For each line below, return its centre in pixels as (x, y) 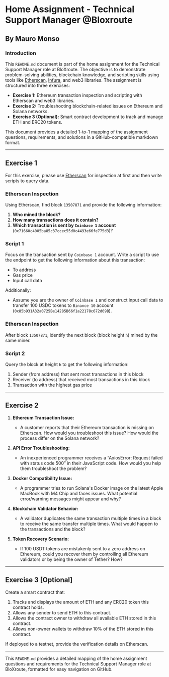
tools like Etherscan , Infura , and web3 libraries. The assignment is (73, 80)
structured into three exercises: (38, 85)
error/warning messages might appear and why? (70, 499)
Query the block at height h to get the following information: (67, 364)
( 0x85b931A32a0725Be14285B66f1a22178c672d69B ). (62, 311)
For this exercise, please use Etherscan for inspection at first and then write (83, 175)
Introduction (21, 53)
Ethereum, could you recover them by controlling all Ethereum (84, 554)
